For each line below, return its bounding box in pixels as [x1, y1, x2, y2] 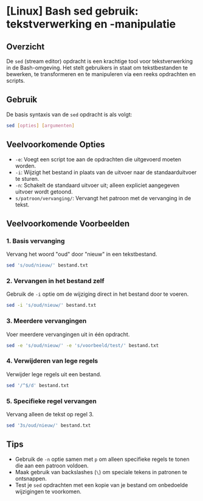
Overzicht [6, 41, 45, 52]
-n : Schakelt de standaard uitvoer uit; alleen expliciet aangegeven [15, 181, 180, 189]
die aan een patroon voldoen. [15, 461, 89, 469]
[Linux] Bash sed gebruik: [6, 4, 139, 18]
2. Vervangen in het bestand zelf [6, 276, 105, 285]
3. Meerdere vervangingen [6, 317, 87, 325]
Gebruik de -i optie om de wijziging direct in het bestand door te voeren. [6, 290, 189, 298]
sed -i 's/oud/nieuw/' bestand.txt [6, 303, 97, 309]
